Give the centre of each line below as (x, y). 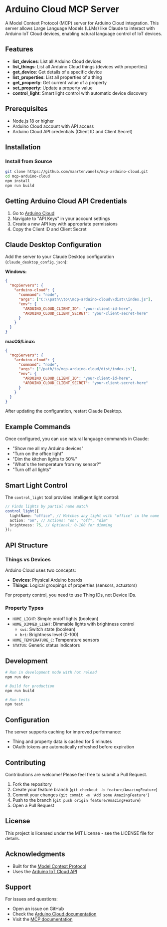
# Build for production (30, 686)
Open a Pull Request (33, 805)
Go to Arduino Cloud (33, 213)
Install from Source (29, 161)
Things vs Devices (28, 559)
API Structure (27, 545)
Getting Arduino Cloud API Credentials (66, 201)
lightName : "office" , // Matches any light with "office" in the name (84, 516)
